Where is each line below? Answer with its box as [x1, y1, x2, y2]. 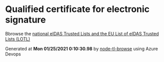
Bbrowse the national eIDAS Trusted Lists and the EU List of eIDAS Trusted [5, 30, 159, 36]
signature [5, 14, 46, 25]
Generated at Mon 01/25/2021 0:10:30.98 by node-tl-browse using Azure [5, 45, 158, 51]
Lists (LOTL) [5, 36, 30, 42]
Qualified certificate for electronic [5, 3, 150, 15]
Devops [5, 51, 21, 57]
